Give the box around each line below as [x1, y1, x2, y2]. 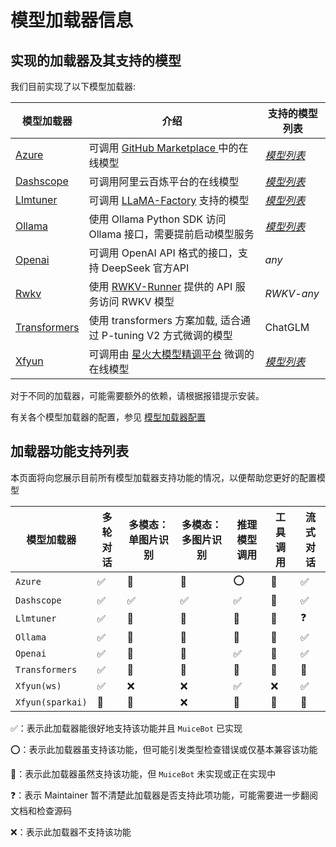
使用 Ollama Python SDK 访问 [88, 212, 227, 226]
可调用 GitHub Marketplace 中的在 [88, 141, 249, 155]
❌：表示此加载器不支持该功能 [10, 826, 132, 838]
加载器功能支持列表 [10, 443, 129, 460]
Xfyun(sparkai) [15, 696, 88, 708]
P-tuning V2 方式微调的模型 [101, 329, 233, 342]
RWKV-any [264, 287, 320, 300]
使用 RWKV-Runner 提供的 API [88, 280, 233, 293]
